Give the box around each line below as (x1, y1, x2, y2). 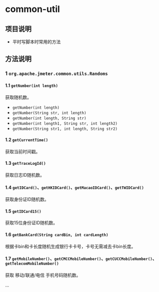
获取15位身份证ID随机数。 (5, 220, 58, 226)
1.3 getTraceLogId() (5, 160, 46, 166)
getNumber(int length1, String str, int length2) (12, 121, 118, 126)
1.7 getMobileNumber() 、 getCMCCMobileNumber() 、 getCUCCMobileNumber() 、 (5, 256, 157, 262)
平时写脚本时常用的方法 (12, 39, 61, 44)
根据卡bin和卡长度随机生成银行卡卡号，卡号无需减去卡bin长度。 (5, 243, 136, 249)
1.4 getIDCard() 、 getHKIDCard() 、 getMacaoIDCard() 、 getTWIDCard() (5, 184, 144, 190)
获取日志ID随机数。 (5, 172, 45, 178)
